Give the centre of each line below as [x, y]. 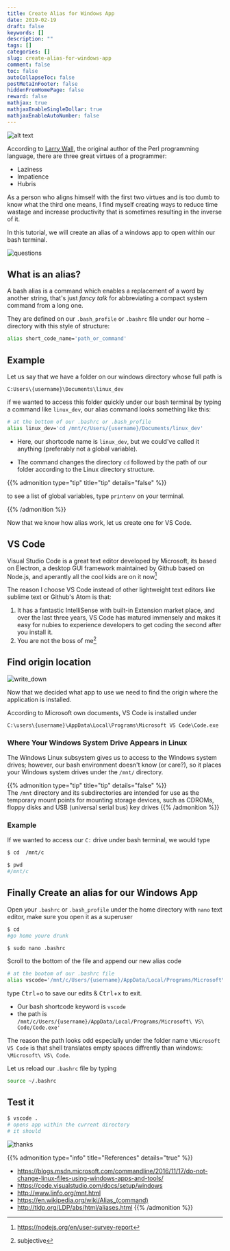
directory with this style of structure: [59, 326]
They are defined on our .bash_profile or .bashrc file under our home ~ [108, 319]
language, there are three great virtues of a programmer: [87, 156]
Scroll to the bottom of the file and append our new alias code [94, 961]
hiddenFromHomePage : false [46, 90]
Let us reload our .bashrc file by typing [62, 1068]
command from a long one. [45, 306]
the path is [32, 1014]
